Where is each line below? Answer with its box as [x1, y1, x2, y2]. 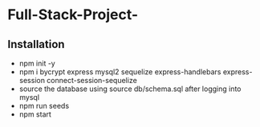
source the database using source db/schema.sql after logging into [18, 84, 242, 93]
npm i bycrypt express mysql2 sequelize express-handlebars [18, 67, 221, 77]
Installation [7, 38, 65, 51]
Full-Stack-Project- [7, 6, 139, 24]
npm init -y [18, 58, 55, 68]
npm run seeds [18, 101, 70, 110]
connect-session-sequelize [47, 76, 137, 85]
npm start [18, 109, 51, 119]
